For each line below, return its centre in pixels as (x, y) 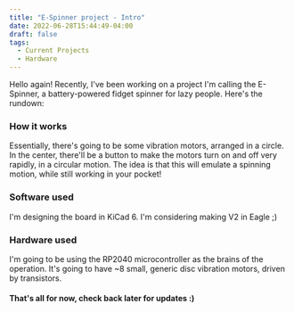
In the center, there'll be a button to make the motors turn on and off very (143, 155)
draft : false (33, 34)
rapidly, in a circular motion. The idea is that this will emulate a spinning (140, 165)
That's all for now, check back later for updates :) (102, 299)
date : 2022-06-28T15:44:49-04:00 (71, 26)
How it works (38, 126)
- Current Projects (53, 51)
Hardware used (43, 240)
